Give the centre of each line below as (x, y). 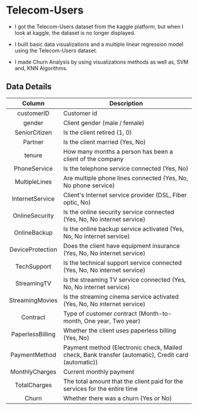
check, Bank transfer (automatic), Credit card (126, 355)
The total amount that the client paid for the (123, 381)
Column (33, 103)
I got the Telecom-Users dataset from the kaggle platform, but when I (99, 27)
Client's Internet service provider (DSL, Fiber (125, 195)
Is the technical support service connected (123, 263)
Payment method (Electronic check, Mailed (123, 347)
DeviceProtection (34, 249)
